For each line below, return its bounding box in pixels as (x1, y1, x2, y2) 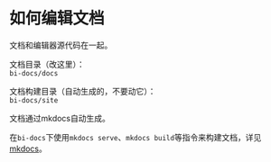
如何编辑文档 (9, 8, 106, 29)
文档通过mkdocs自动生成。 (9, 112, 110, 123)
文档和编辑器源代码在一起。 (9, 40, 113, 50)
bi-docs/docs (9, 68, 59, 77)
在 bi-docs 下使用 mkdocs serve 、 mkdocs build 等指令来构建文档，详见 (9, 131, 262, 142)
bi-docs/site (9, 95, 59, 104)
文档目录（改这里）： (9, 58, 85, 69)
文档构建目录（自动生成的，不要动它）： (9, 85, 156, 96)
